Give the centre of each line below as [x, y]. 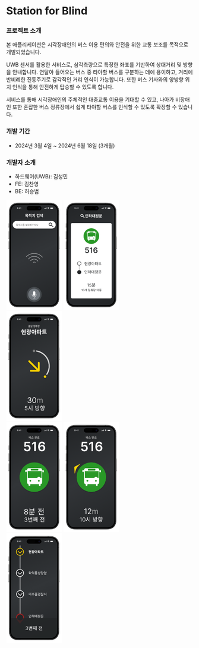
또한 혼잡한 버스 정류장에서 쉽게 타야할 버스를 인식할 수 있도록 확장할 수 [94, 107]
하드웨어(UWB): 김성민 [41, 177]
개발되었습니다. [24, 52]
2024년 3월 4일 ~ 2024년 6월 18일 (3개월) [65, 145]
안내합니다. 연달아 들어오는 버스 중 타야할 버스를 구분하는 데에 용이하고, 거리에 [102, 72]
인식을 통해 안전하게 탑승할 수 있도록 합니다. [63, 87]
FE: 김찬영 [27, 184]
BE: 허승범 [27, 191]
